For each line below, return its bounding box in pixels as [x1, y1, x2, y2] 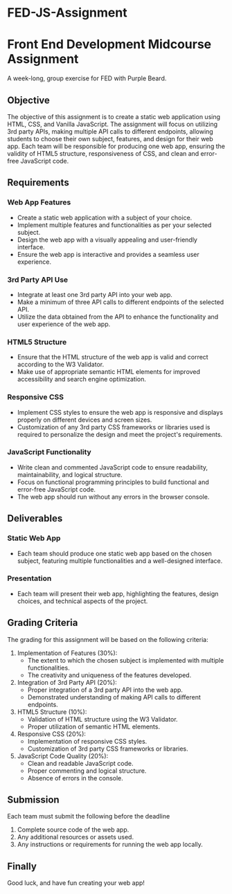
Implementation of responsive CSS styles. [27, 737, 148, 745]
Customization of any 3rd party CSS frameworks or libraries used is [17, 422, 211, 431]
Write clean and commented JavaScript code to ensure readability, [17, 463, 208, 472]
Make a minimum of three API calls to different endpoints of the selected [17, 298, 224, 306]
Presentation [7, 573, 52, 583]
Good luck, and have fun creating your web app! [7, 879, 145, 887]
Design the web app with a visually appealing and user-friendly [17, 235, 197, 244]
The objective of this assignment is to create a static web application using [7, 112, 220, 120]
